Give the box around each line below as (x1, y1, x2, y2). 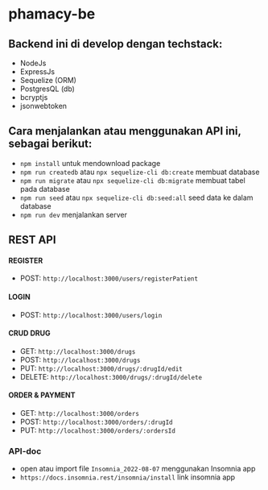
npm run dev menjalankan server (19, 210, 127, 219)
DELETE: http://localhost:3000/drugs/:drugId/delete (19, 372, 203, 381)
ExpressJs (19, 67, 55, 77)
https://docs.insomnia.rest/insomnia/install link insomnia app (19, 472, 236, 482)
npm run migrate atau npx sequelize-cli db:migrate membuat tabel (19, 175, 245, 185)
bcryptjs (19, 93, 48, 102)
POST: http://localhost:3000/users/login (19, 309, 163, 319)
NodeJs (19, 58, 47, 68)
